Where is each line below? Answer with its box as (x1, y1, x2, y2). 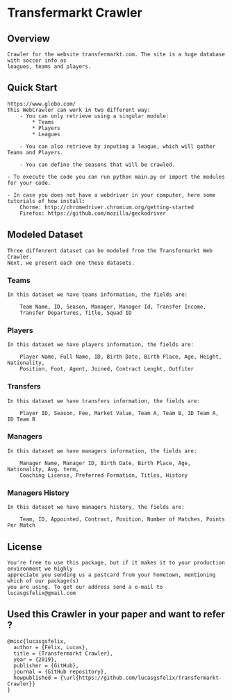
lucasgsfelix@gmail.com (7, 589, 76, 596)
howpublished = (13, 674, 58, 681)
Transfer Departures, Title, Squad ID (19, 309, 132, 316)
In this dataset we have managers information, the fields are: (7, 447, 197, 455)
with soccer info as (7, 57, 67, 64)
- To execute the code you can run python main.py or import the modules (7, 173, 226, 180)
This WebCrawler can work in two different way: (7, 106, 151, 113)
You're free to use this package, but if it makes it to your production (7, 559, 226, 566)
